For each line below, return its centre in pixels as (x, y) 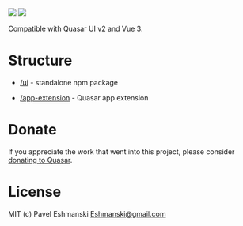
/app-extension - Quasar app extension (84, 97)
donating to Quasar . (40, 160)
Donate (32, 130)
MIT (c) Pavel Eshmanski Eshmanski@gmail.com (87, 213)
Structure (40, 60)
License (35, 192)
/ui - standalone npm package (69, 82)
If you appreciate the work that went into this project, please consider (121, 151)
